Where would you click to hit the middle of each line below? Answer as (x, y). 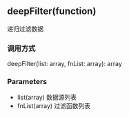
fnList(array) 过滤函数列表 (54, 106)
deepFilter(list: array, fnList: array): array (64, 64)
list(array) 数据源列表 (47, 97)
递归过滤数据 (25, 29)
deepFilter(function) (52, 11)
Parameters (27, 82)
